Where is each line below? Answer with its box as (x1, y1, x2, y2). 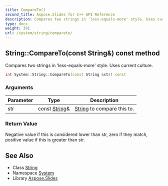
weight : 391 (5, 26, 30, 31)
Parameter (7, 96, 33, 103)
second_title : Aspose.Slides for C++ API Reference (5, 12, 115, 17)
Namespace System (12, 170, 54, 176)
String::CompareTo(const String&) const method (5, 49, 160, 57)
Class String (12, 164, 38, 170)
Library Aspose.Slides (12, 175, 58, 181)
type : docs (5, 21, 28, 26)
